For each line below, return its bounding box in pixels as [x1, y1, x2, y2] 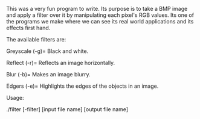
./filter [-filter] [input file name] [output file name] [6, 106, 129, 113]
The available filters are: [6, 36, 66, 43]
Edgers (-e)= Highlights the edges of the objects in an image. [6, 82, 159, 90]
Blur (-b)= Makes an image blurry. [6, 71, 91, 78]
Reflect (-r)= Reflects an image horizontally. [6, 59, 115, 66]
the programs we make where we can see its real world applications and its [6, 18, 194, 25]
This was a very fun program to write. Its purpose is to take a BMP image [6, 5, 188, 12]
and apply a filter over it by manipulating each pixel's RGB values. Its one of [6, 11, 195, 19]
